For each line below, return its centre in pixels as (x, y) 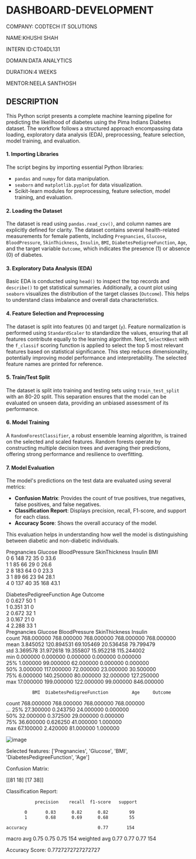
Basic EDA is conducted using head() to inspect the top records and (88, 281)
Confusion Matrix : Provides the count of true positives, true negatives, (100, 498)
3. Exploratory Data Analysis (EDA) (49, 268)
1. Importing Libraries (32, 154)
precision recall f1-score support (86, 802)
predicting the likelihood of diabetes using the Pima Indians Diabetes (89, 122)
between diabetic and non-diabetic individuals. (63, 541)
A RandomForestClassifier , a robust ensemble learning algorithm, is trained (97, 435)
